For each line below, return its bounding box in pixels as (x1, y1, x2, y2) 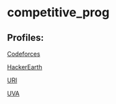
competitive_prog (7, 5, 110, 20)
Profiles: (7, 32, 44, 44)
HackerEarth (7, 63, 42, 71)
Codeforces (7, 50, 41, 58)
